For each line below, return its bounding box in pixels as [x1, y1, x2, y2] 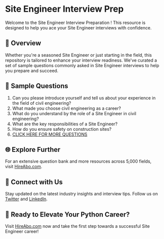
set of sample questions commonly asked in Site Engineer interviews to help [5, 62, 160, 68]
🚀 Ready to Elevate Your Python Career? [5, 210, 130, 218]
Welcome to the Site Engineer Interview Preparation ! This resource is [5, 20, 146, 25]
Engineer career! [5, 229, 39, 234]
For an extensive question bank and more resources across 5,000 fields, [5, 158, 152, 165]
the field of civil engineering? [12, 100, 71, 106]
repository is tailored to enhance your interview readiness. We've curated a [5, 57, 157, 63]
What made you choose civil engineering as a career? [12, 105, 121, 111]
